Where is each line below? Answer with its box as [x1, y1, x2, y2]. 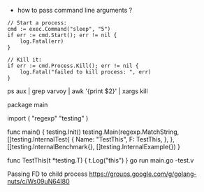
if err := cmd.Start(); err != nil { [7, 32, 117, 39]
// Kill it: [7, 56, 42, 63]
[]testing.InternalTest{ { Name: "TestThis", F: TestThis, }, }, [7, 135, 175, 143]
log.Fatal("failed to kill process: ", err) [20, 69, 152, 76]
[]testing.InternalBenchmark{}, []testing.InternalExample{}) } [7, 143, 180, 151]
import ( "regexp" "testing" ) [7, 114, 89, 122]
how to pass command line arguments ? [17, 6, 133, 14]
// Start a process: [7, 20, 68, 27]
